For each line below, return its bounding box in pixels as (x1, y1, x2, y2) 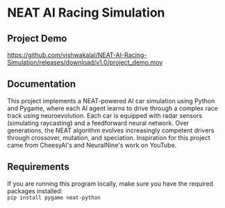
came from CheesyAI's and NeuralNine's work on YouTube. (7, 141, 177, 149)
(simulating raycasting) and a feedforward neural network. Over (7, 119, 190, 127)
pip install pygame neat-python (7, 194, 101, 201)
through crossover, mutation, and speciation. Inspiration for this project (7, 133, 210, 141)
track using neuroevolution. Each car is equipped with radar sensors (7, 111, 203, 119)
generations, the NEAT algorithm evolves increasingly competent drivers (7, 126, 215, 135)
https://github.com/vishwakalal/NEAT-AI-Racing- (7, 51, 147, 59)
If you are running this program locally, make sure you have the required (7, 179, 214, 188)
